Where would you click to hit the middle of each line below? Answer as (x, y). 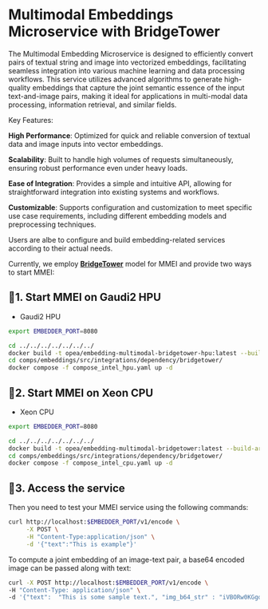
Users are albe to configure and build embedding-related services (117, 239)
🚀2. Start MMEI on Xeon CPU (81, 393)
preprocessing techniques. (52, 224)
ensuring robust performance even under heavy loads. (98, 168)
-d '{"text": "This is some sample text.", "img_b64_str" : (112, 597)
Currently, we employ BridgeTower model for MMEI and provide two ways (130, 263)
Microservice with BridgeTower (114, 32)
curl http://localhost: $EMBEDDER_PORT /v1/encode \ (94, 522)
